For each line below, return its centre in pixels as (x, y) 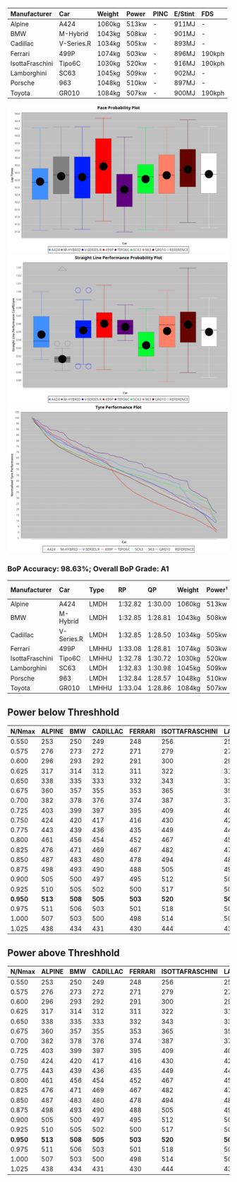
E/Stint (184, 13)
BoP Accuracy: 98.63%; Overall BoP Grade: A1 (88, 568)
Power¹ (217, 590)
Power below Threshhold (63, 712)
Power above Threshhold (63, 953)
